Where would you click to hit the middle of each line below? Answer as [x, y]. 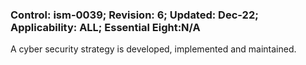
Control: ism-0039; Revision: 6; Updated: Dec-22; [134, 15]
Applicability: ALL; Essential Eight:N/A [105, 27]
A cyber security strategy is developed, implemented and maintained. [153, 49]
